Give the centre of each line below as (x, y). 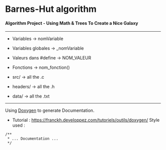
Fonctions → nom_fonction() (41, 67)
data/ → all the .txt (31, 96)
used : (19, 125)
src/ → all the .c (28, 77)
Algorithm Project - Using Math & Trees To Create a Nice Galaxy (72, 23)
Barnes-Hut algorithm (51, 9)
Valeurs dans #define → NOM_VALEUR (52, 58)
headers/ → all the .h (33, 87)
